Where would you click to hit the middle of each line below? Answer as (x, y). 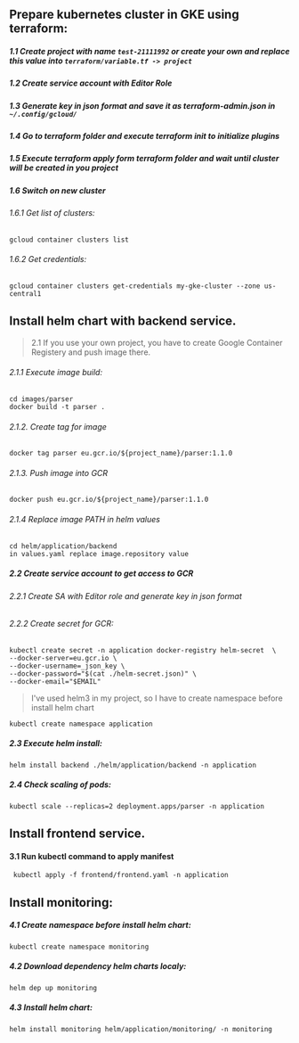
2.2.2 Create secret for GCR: (61, 624)
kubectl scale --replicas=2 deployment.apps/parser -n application (137, 806)
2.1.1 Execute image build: (56, 373)
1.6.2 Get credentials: (48, 259)
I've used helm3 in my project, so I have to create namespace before (157, 698)
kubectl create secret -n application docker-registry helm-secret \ (143, 650)
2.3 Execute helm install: (56, 743)
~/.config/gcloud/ (43, 114)
